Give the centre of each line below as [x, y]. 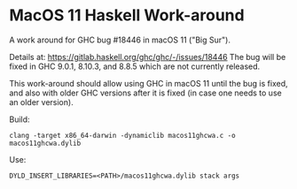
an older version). [41, 102]
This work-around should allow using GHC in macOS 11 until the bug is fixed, [148, 83]
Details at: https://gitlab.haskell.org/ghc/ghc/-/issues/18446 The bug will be [148, 57]
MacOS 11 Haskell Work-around [127, 15]
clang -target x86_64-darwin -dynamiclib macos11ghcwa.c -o [123, 135]
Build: [20, 119]
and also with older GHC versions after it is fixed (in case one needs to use [145, 93]
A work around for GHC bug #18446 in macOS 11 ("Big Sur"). [120, 40]
